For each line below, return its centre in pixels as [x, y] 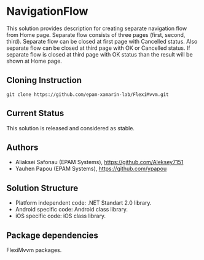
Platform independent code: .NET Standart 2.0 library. [83, 203]
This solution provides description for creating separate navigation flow [97, 28]
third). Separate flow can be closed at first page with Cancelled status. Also [102, 41]
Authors [22, 147]
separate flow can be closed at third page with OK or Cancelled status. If [98, 48]
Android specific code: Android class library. [71, 210]
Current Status [35, 113]
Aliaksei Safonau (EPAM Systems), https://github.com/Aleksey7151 [99, 162]
